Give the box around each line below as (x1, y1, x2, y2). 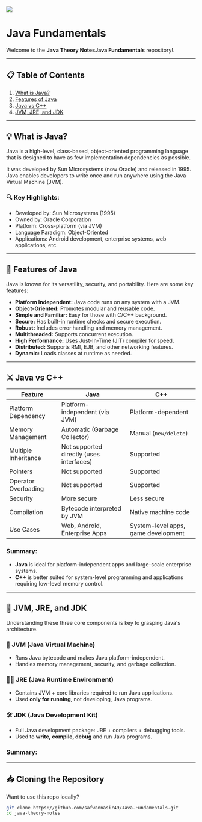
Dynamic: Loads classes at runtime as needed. (14, 349, 132, 357)
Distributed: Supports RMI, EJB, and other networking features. (14, 343, 173, 351)
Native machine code (130, 508, 190, 517)
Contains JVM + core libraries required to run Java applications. (14, 689, 174, 696)
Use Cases (9, 526, 40, 534)
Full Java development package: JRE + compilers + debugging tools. (14, 727, 185, 734)
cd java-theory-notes (6, 810, 61, 817)
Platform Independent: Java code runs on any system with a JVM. (14, 298, 181, 305)
